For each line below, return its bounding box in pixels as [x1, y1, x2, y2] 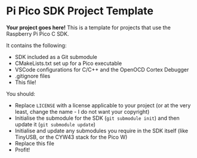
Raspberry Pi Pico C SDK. [6, 30, 69, 37]
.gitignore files [14, 72, 51, 79]
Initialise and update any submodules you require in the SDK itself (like [14, 127, 189, 134]
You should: [6, 90, 36, 97]
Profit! [14, 146, 30, 153]
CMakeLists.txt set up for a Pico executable [14, 60, 122, 67]
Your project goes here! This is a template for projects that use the [6, 24, 171, 31]
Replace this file [14, 140, 55, 147]
